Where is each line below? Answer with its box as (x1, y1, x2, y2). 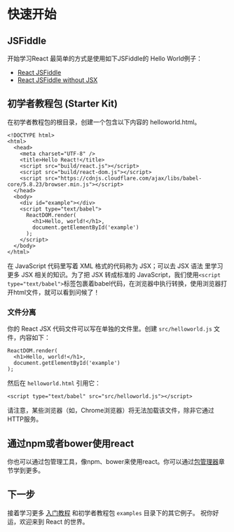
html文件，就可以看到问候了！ (13, 288, 100, 296)
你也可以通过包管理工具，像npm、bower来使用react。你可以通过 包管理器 (7, 457, 219, 465)
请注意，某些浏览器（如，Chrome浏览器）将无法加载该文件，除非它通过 (7, 406, 215, 415)
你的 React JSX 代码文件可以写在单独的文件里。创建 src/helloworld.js (7, 324, 212, 333)
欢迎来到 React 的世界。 (19, 517, 89, 526)
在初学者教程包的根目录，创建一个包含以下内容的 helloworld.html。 (7, 117, 201, 126)
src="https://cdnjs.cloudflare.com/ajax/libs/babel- (44, 175, 202, 182)
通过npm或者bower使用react (7, 437, 135, 449)
